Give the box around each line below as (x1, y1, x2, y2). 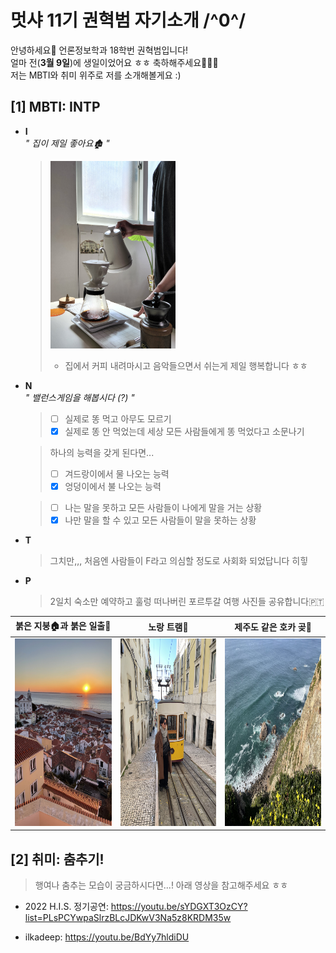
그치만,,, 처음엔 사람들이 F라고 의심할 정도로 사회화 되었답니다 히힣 (49, 555, 309, 567)
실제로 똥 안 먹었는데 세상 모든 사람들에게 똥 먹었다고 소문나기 (64, 425, 305, 437)
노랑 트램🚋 (148, 621, 189, 633)
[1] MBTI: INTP (10, 99, 101, 116)
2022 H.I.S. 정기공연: (24, 901, 109, 913)
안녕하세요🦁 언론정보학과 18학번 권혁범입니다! (10, 44, 189, 56)
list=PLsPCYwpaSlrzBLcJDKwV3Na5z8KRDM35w (24, 912, 232, 924)
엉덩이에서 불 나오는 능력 (64, 480, 162, 492)
